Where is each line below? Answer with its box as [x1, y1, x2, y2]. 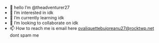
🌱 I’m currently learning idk [9, 15, 65, 20]
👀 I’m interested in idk [9, 10, 54, 15]
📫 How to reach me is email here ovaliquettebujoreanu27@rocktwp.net [9, 26, 154, 31]
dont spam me [9, 32, 39, 38]
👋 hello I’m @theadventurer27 [9, 5, 70, 10]
